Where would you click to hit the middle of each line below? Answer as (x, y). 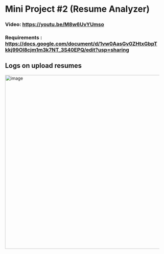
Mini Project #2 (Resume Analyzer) (78, 9)
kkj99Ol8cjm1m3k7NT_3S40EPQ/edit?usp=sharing (67, 50)
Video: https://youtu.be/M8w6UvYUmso (55, 25)
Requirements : (24, 38)
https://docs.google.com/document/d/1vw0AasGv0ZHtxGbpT (81, 44)
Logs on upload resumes (43, 66)
